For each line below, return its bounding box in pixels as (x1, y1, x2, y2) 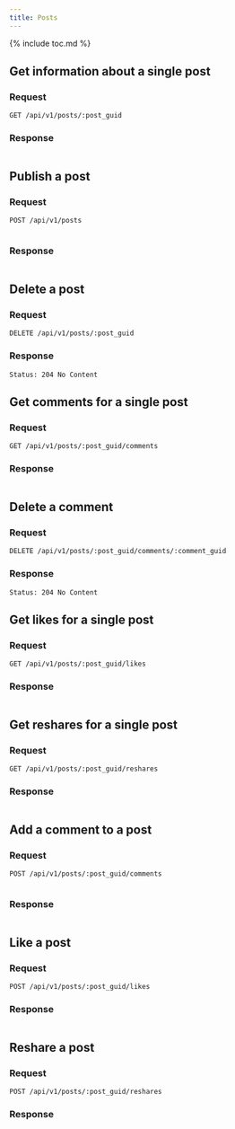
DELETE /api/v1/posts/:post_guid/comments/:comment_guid (9, 547, 227, 556)
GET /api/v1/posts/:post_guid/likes (9, 659, 146, 669)
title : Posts (9, 13, 58, 22)
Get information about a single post (9, 64, 211, 79)
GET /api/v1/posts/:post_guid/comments (9, 442, 159, 451)
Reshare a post (9, 1039, 95, 1055)
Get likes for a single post (9, 612, 154, 627)
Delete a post (9, 281, 85, 296)
